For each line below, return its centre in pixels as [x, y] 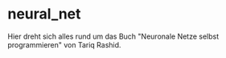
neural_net [44, 14]
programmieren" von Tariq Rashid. [64, 44]
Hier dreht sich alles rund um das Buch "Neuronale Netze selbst [113, 36]
